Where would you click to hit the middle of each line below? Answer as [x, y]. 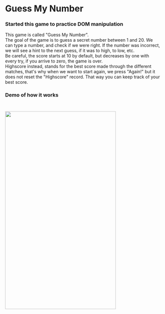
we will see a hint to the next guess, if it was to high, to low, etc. [70, 51]
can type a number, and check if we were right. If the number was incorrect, [83, 46]
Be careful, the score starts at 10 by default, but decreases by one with [77, 56]
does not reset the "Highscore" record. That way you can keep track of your [83, 77]
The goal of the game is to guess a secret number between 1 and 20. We [79, 40]
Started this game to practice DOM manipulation [64, 24]
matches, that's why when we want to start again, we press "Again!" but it [80, 72]
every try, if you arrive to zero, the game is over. [54, 61]
